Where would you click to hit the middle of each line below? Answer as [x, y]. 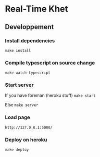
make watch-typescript [28, 73]
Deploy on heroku [26, 140]
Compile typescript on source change [50, 63]
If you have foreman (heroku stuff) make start [50, 95]
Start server [19, 85]
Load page [18, 117]
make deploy [17, 150]
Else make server [22, 105]
